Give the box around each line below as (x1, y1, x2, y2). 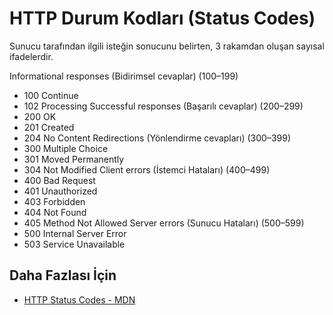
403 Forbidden (23, 195, 86, 207)
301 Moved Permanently (23, 153, 125, 165)
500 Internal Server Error (23, 227, 127, 239)
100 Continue (23, 89, 79, 101)
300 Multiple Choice (23, 142, 109, 154)
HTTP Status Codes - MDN (23, 293, 136, 306)
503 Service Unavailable (23, 238, 126, 250)
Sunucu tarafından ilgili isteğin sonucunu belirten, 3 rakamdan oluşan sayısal (9, 40, 325, 52)
